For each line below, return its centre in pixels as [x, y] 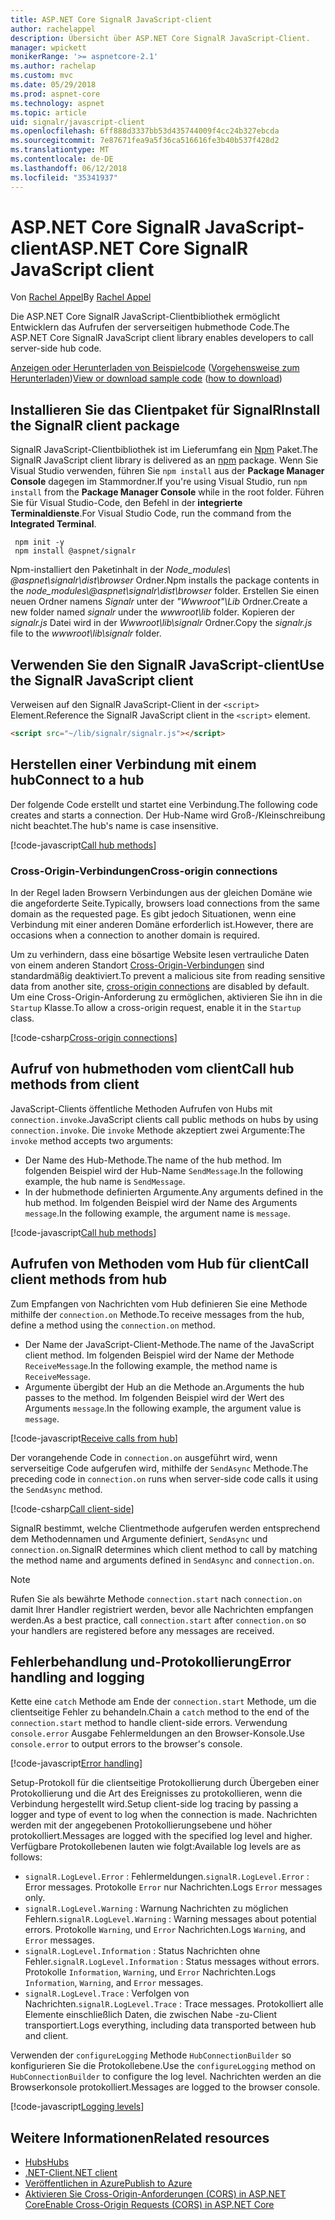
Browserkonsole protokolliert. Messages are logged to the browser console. [165, 2087]
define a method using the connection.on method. [113, 1325]
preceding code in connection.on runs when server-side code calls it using [164, 1478]
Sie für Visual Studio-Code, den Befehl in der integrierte [126, 503]
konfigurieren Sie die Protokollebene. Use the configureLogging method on [163, 2066]
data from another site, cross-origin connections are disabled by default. [160, 987]
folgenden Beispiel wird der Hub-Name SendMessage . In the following [164, 1170]
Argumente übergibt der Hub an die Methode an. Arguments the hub [164, 1387]
